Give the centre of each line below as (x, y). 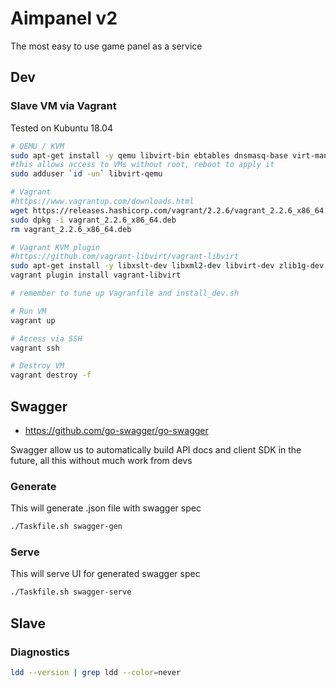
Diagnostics (40, 652)
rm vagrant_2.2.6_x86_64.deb (71, 229)
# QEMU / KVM (37, 146)
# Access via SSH (46, 338)
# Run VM (28, 311)
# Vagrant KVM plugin (55, 247)
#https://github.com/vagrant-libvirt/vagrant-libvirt (125, 257)
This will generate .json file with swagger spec (106, 508)
